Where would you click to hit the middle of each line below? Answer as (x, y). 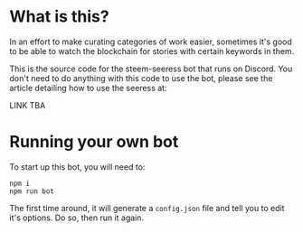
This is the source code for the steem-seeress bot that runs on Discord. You (151, 69)
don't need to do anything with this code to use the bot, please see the (141, 78)
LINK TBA (28, 105)
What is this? (60, 17)
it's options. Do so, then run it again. (77, 218)
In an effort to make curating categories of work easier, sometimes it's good (151, 42)
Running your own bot (94, 142)
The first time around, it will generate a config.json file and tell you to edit (147, 208)
